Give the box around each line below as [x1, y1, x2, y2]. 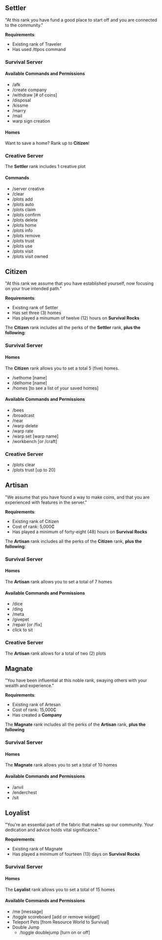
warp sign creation [12, 118, 50, 124]
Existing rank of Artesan [12, 702, 61, 708]
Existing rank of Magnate [12, 846, 63, 852]
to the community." [5, 22, 44, 28]
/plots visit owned [12, 253, 48, 259]
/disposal [12, 97, 31, 103]
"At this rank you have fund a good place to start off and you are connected [5, 17, 158, 23]
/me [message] [12, 909, 43, 915]
